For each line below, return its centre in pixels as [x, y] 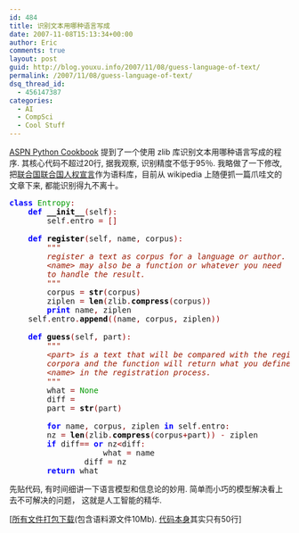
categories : [31, 100]
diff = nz [105, 462]
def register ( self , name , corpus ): [105, 239]
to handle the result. [96, 275]
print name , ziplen [89, 310]
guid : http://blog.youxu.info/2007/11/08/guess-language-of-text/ [135, 68]
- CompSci [35, 117]
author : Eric [33, 42]
